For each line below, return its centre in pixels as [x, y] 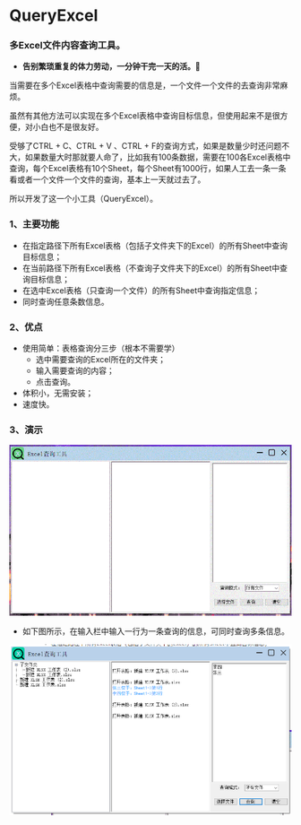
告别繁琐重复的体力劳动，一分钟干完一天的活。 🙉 [111, 66]
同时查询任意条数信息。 [65, 301]
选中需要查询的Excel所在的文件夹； [100, 360]
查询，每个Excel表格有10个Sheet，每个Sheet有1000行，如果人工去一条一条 [148, 169]
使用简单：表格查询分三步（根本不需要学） [101, 348]
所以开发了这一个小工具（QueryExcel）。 [84, 199]
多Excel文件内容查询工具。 [67, 46]
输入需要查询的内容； [75, 371]
